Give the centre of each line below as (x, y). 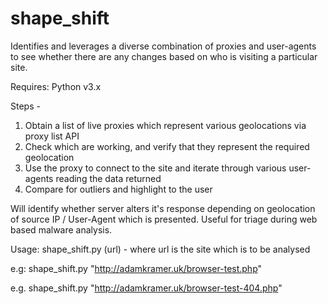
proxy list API (52, 136)
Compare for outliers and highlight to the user (118, 189)
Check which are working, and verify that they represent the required (167, 146)
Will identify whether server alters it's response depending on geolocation (163, 208)
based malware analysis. (61, 229)
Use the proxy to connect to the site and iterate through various (155, 168)
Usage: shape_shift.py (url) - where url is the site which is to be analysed (160, 249)
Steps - (25, 106)
